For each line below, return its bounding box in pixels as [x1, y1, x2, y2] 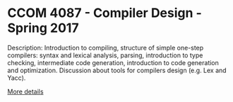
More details [7, 87, 44, 96]
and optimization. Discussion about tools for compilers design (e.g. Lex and [7, 66, 227, 74]
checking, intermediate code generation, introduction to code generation [7, 58, 219, 67]
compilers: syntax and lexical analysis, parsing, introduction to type [7, 51, 203, 59]
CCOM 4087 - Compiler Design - [7, 5, 203, 21]
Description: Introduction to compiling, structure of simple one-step [7, 43, 204, 52]
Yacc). [7, 73, 26, 82]
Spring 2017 [7, 20, 79, 36]
